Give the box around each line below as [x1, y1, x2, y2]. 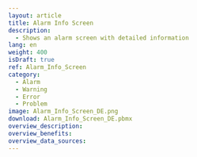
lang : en [8, 41, 37, 49]
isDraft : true [8, 56, 55, 64]
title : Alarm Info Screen [8, 19, 93, 27]
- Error [15, 93, 41, 101]
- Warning [15, 85, 47, 94]
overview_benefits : [8, 129, 73, 137]
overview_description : [8, 122, 83, 130]
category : [8, 71, 41, 78]
